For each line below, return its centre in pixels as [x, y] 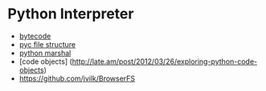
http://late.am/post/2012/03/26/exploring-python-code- [165, 61]
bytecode [35, 36]
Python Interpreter [71, 14]
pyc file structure [47, 44]
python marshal [45, 53]
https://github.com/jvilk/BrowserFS [77, 78]
